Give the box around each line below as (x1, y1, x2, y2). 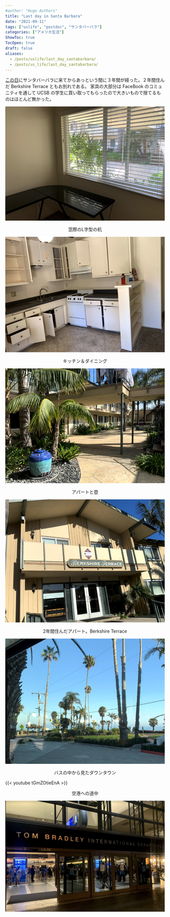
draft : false (5, 46, 33, 51)
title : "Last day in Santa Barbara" (5, 13, 82, 19)
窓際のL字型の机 (68, 226, 102, 232)
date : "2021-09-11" (5, 19, 47, 24)
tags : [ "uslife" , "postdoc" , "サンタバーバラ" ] (5, 24, 102, 29)
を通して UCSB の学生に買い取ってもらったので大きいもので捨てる (18, 90, 157, 96)
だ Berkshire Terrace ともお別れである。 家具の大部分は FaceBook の (5, 83, 149, 90)
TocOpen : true (5, 41, 35, 46)
